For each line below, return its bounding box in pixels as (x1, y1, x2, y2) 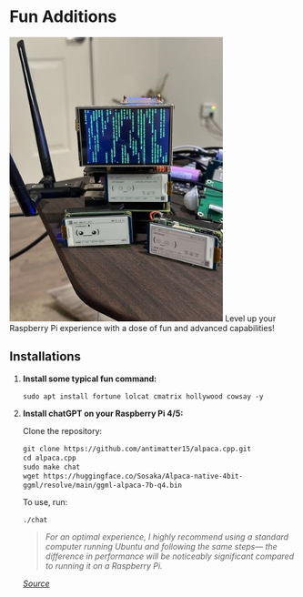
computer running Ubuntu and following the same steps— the (45, 541, 278, 551)
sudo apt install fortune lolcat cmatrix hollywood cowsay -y (22, 391, 264, 401)
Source (22, 578, 50, 589)
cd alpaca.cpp (22, 453, 76, 462)
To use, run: (22, 496, 68, 507)
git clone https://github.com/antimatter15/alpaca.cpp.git (22, 444, 252, 453)
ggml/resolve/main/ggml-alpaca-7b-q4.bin (22, 481, 182, 490)
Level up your (224, 312, 277, 324)
